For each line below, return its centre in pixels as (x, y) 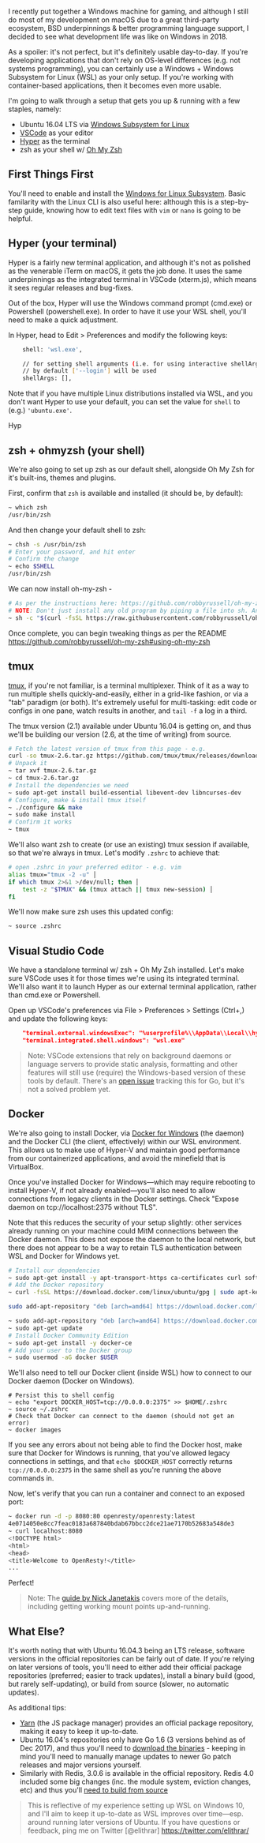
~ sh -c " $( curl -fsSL (45, 618)
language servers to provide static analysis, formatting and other (132, 1064)
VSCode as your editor (56, 133)
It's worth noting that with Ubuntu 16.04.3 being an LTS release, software (127, 1650)
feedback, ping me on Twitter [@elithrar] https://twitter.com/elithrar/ (138, 1830)
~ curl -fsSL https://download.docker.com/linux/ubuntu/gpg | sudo (121, 1293)
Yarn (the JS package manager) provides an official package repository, (136, 1723)
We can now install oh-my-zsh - (60, 589)
